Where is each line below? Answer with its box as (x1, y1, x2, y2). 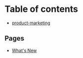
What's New (11, 47, 37, 53)
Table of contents (4, 3, 79, 15)
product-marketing (11, 20, 50, 26)
